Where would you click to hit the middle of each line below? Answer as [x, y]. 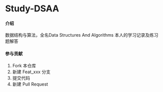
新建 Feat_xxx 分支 [31, 72]
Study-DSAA [32, 9]
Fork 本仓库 [24, 65]
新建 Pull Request [30, 84]
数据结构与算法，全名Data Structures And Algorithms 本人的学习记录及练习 [82, 35]
